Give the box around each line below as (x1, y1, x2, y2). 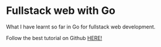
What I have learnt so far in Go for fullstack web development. (6, 23, 156, 30)
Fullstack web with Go (6, 4, 116, 17)
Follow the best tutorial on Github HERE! (6, 34, 102, 41)
